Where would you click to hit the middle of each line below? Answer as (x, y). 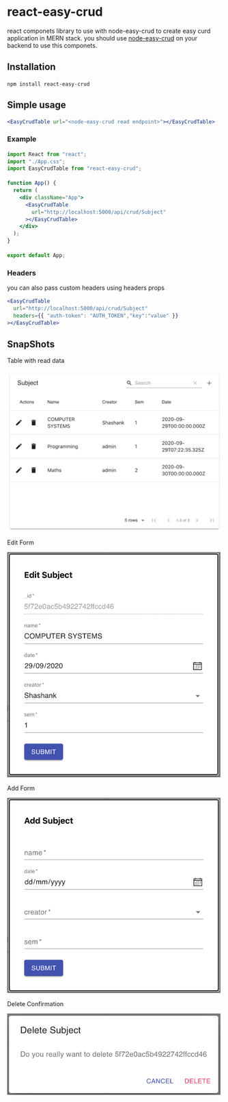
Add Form (21, 788)
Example (22, 139)
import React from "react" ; (47, 154)
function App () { (32, 183)
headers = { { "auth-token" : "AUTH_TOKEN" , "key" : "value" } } (96, 316)
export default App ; (37, 255)
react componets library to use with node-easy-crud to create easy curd (109, 31)
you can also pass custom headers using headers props (86, 288)
